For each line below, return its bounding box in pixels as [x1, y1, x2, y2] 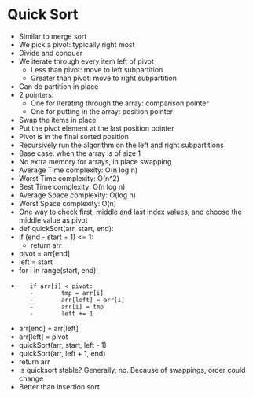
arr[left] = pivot [18, 332, 68, 341]
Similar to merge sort [18, 31, 87, 41]
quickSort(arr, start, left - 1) [18, 340, 107, 349]
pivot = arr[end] [18, 249, 71, 258]
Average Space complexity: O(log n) [18, 190, 137, 200]
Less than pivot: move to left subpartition [30, 64, 163, 74]
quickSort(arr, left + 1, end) [18, 348, 106, 358]
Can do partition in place [18, 81, 99, 91]
